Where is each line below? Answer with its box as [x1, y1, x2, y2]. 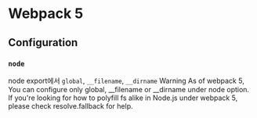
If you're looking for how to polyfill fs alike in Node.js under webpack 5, [8, 93, 238, 102]
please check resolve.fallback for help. [8, 101, 133, 110]
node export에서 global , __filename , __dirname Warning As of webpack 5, [8, 76, 244, 85]
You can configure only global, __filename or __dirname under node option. [8, 84, 249, 94]
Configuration [8, 36, 78, 49]
